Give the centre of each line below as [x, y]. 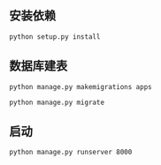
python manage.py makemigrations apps [80, 86]
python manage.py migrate [57, 102]
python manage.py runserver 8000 [71, 153]
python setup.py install [55, 37]
